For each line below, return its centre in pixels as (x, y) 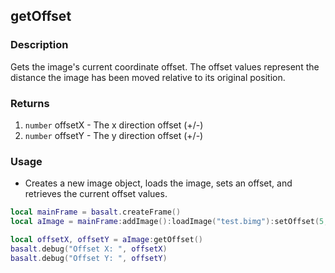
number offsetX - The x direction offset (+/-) (114, 125)
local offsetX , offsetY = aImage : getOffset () (106, 240)
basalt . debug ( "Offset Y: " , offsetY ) (89, 258)
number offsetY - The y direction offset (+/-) (114, 135)
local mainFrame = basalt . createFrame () (96, 212)
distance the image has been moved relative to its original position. (148, 77)
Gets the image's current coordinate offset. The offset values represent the (165, 66)
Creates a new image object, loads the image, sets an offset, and (158, 183)
